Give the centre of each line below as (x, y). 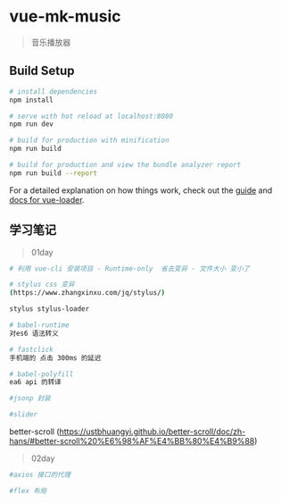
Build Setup (42, 71)
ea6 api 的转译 (35, 382)
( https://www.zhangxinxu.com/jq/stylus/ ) (87, 293)
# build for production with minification (89, 140)
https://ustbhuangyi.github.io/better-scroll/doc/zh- (153, 432)
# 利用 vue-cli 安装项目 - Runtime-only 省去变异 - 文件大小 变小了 (130, 268)
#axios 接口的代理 (40, 475)
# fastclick (31, 349)
